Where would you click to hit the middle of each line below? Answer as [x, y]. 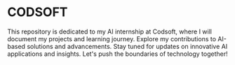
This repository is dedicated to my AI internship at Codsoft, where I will [110, 31]
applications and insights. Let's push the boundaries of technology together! [117, 54]
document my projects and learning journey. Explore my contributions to [112, 38]
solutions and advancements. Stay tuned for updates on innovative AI [127, 46]
